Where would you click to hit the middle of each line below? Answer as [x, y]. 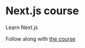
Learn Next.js [22, 27]
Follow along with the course [40, 39]
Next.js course [42, 11]
